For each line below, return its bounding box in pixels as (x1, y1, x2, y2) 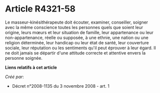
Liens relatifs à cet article (5, 64, 57, 70)
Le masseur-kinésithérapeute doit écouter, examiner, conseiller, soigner (5, 19, 148, 25)
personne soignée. (5, 55, 43, 61)
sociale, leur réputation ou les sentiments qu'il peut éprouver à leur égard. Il (5, 45, 156, 51)
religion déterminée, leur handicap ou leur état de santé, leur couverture (5, 40, 149, 45)
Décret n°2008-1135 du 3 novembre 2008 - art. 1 (12, 83, 110, 89)
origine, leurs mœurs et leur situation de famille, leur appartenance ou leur (5, 29, 154, 35)
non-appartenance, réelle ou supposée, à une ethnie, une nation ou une (5, 35, 149, 40)
